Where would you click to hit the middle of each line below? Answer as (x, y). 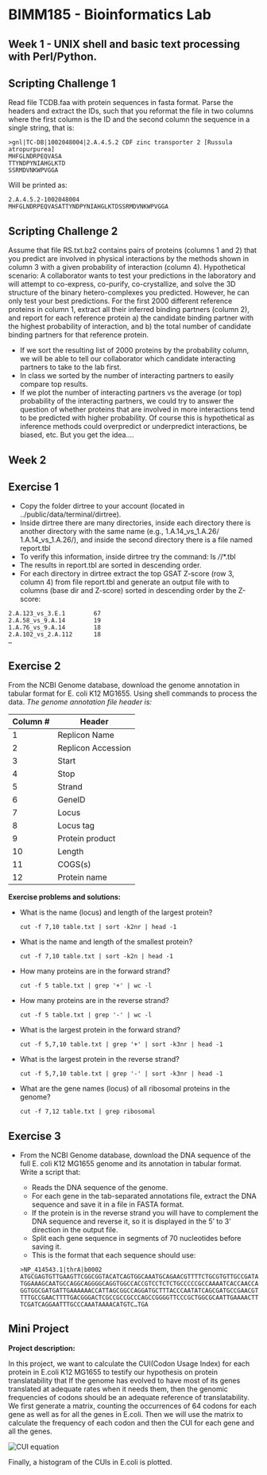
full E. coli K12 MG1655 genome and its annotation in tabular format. (131, 1164)
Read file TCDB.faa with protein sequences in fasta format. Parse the (121, 103)
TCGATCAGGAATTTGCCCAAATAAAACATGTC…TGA (84, 1305)
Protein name (82, 877)
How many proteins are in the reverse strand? (94, 1001)
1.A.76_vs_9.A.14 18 (55, 628)
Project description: (42, 1348)
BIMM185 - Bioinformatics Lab (110, 15)
